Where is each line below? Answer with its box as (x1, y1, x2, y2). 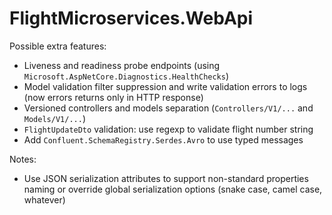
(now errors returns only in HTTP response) (23, 91, 204, 103)
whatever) (23, 193, 66, 206)
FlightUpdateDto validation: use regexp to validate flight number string (23, 123, 314, 135)
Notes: (9, 153, 37, 165)
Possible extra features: (9, 40, 107, 52)
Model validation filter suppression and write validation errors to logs (23, 80, 308, 92)
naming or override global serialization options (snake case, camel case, (23, 183, 323, 195)
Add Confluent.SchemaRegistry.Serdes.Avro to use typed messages (23, 133, 304, 146)
